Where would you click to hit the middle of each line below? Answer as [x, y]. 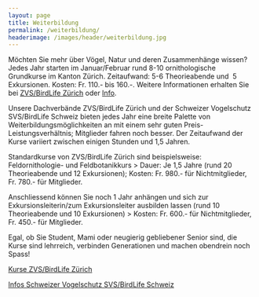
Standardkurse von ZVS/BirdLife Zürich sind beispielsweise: [105, 157]
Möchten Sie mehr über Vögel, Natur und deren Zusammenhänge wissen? [128, 60]
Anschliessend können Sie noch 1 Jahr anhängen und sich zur [109, 197]
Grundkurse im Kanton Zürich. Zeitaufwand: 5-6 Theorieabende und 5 [122, 76]
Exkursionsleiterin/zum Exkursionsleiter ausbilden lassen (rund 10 [114, 206]
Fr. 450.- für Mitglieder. [46, 222]
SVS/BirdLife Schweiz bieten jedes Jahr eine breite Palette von [109, 117]
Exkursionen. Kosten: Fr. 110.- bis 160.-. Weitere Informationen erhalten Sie [129, 85]
